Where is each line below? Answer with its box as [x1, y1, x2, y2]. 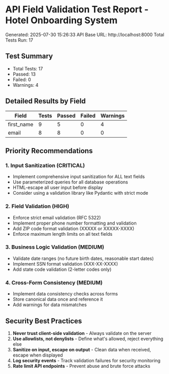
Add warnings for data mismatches [12, 302, 87, 308]
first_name [8, 121, 34, 128]
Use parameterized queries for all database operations [12, 179, 128, 185]
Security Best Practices [5, 316, 82, 325]
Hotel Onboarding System [5, 14, 118, 26]
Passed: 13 [12, 71, 36, 77]
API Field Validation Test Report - [5, 4, 149, 15]
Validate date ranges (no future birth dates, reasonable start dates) [12, 255, 154, 261]
